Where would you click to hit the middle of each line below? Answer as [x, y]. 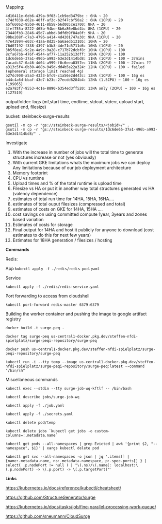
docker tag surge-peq [27, 337]
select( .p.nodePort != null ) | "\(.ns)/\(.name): [59, 465]
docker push [17, 349]
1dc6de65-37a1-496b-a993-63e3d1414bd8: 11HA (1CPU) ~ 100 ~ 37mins [75, 58]
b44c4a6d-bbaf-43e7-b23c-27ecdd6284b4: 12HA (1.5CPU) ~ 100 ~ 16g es [77, 80]
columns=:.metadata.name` [32, 435]
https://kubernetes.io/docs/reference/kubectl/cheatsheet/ [64, 488]
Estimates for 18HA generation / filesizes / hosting [63, 240]
